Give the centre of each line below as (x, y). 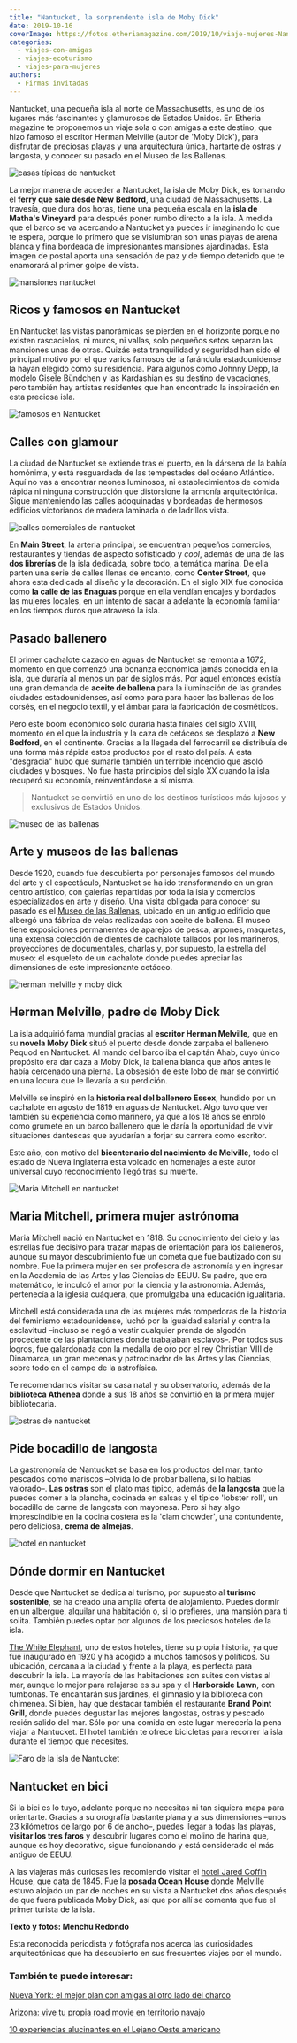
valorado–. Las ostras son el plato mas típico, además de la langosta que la (147, 1489)
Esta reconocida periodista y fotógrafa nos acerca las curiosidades (131, 1943)
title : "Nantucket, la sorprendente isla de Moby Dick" (114, 17)
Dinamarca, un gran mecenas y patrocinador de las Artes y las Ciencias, (141, 1358)
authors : (25, 75)
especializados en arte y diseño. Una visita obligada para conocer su (135, 901)
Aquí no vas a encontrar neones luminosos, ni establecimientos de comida (145, 482)
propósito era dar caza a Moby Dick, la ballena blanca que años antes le (141, 1061)
